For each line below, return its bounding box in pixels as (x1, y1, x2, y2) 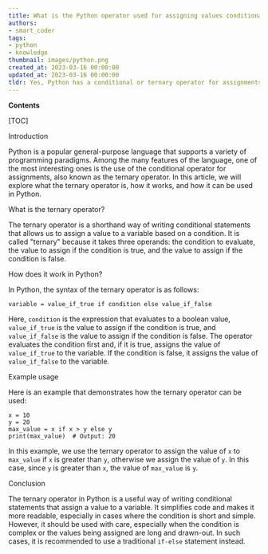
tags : (8, 33, 26, 42)
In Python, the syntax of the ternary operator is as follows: (8, 285, 199, 294)
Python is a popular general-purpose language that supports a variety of (8, 147, 247, 156)
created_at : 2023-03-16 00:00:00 (8, 64, 120, 72)
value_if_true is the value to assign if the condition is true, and (8, 322, 217, 332)
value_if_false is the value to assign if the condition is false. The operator (8, 331, 253, 340)
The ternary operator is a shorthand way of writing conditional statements (8, 220, 251, 230)
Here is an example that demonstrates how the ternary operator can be (8, 387, 242, 397)
